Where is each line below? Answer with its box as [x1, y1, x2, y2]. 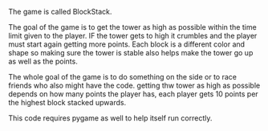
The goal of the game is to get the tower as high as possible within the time [8, 23, 257, 31]
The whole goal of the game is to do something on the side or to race [8, 72, 237, 81]
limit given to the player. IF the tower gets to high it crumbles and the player [8, 31, 258, 40]
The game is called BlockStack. [8, 7, 112, 16]
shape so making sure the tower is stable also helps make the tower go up [8, 48, 254, 57]
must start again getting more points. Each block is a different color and [8, 39, 246, 49]
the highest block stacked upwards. [8, 98, 127, 107]
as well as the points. [8, 56, 78, 66]
